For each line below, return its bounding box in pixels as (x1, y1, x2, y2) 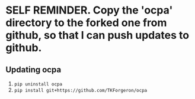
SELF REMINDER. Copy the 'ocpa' (5, 4, 173, 17)
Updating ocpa (5, 64, 62, 74)
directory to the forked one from (5, 16, 167, 29)
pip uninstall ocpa (14, 81, 63, 87)
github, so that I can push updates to (5, 29, 190, 42)
